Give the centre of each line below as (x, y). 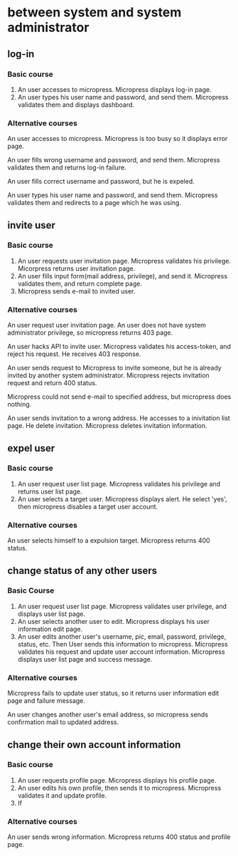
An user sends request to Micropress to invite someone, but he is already (114, 368)
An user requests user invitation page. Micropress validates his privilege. (124, 261)
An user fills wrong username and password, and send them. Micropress (114, 160)
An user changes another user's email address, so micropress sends (108, 715)
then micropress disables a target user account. (88, 506)
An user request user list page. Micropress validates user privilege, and (122, 606)
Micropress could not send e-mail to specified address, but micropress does (119, 397)
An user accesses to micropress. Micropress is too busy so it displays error (118, 139)
